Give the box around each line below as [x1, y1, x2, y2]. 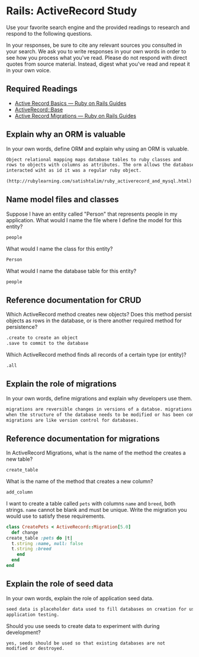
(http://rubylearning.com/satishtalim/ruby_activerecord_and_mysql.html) [6, 178, 192, 184]
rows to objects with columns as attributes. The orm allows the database [6, 162, 195, 168]
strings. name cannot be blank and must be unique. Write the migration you [6, 506, 187, 513]
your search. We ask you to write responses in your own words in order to [6, 47, 187, 55]
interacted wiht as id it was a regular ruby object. [6, 168, 142, 174]
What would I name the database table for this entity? [6, 267, 137, 274]
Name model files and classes [6, 194, 119, 205]
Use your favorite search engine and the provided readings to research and [6, 24, 190, 31]
